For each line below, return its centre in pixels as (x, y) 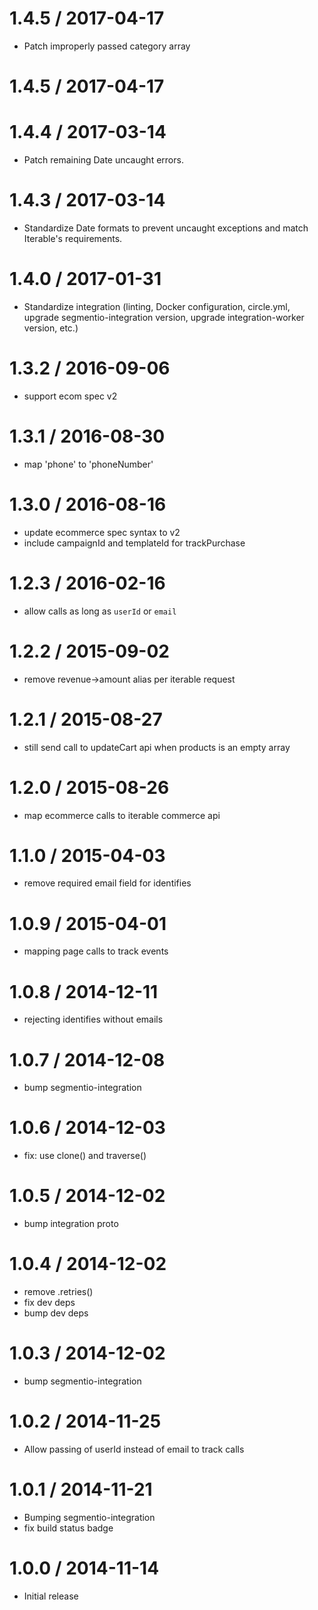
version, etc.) (51, 328)
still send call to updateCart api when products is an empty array (157, 747)
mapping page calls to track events (96, 951)
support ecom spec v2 (70, 396)
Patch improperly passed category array (107, 46)
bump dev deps (56, 1313)
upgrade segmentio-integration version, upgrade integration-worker (164, 317)
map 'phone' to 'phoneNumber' (88, 464)
